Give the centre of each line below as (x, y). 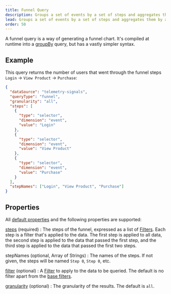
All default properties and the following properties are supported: (73, 219)
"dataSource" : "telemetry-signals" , (49, 92)
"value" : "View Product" (45, 149)
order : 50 (16, 24)
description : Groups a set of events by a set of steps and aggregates (83, 15)
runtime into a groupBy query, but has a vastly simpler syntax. (70, 44)
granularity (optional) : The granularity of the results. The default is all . (80, 286)
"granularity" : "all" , (34, 101)
